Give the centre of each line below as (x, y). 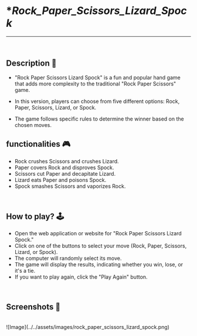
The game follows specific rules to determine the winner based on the (99, 119)
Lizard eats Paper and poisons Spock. (60, 180)
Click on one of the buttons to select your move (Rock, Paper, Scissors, (101, 246)
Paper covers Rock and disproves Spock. (64, 167)
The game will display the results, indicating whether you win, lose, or (99, 265)
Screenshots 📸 (33, 306)
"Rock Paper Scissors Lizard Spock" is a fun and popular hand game (97, 77)
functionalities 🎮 (38, 144)
